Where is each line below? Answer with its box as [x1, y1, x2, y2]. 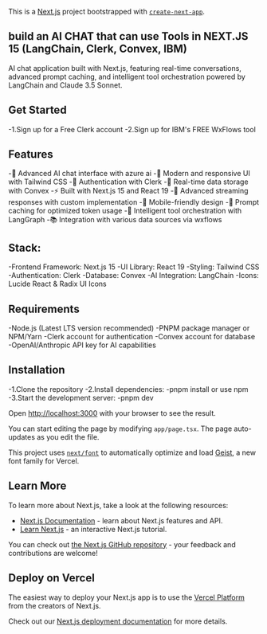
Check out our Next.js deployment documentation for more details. [8, 616, 228, 626]
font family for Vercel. [8, 456, 80, 465]
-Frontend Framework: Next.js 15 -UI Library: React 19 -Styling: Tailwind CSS [8, 262, 260, 272]
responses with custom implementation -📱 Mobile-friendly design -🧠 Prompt [8, 198, 260, 207]
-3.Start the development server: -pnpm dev [8, 393, 154, 402]
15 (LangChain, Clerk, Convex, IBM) [8, 42, 187, 56]
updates [8, 432, 36, 441]
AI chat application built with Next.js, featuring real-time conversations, [8, 63, 241, 72]
